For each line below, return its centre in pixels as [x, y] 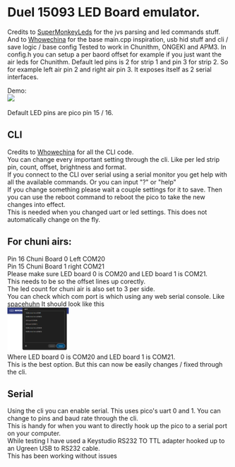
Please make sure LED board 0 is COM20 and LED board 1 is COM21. [108, 273]
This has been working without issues [62, 456]
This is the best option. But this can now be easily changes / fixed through [115, 364]
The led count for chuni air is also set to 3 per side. [81, 289]
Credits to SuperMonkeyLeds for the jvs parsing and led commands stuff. [114, 32]
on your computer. [34, 433]
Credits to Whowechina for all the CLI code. [71, 152]
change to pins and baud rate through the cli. [73, 418]
